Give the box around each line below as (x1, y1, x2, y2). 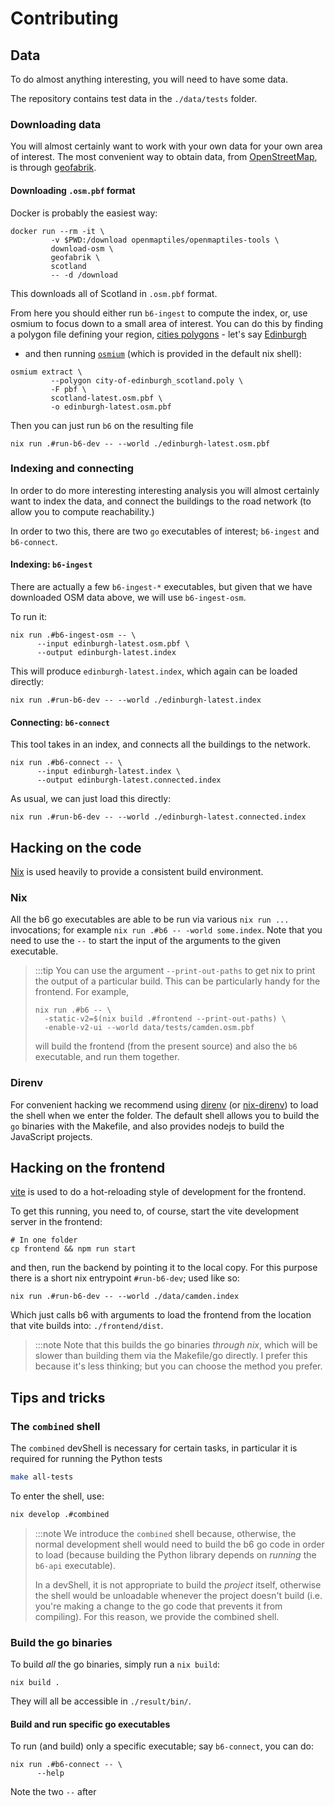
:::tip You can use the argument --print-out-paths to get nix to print (34, 965, 316, 977)
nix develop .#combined (10, 1509, 110, 1519)
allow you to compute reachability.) (10, 505, 155, 517)
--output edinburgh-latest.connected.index (36, 775, 222, 786)
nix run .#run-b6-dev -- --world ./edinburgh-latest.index (10, 695, 262, 705)
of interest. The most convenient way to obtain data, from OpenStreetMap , (10, 151, 318, 163)
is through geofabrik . (10, 162, 97, 174)
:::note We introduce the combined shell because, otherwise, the (34, 1527, 297, 1539)
